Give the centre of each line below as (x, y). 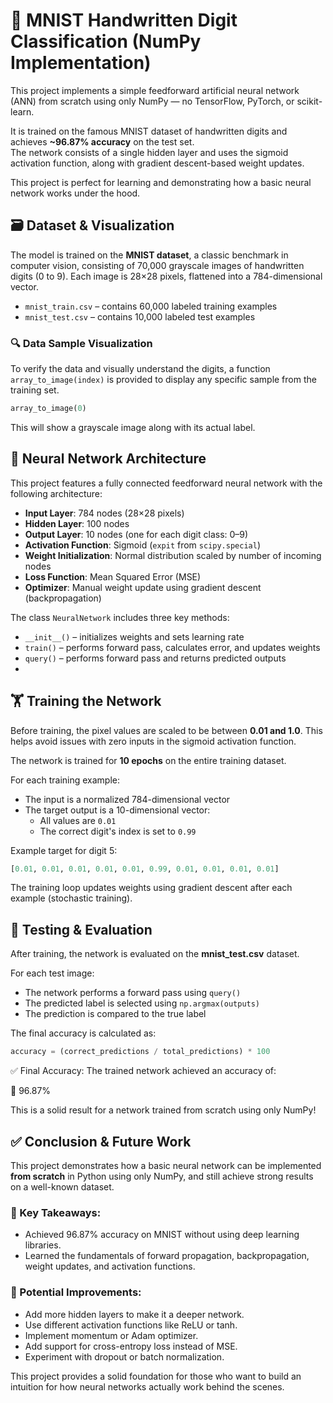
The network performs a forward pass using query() (133, 993)
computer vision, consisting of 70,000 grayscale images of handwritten (157, 265)
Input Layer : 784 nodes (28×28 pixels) (104, 513)
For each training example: (65, 780)
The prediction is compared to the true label (115, 1014)
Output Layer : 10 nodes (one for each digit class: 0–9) (136, 534)
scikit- (309, 101)
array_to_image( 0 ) (48, 409)
